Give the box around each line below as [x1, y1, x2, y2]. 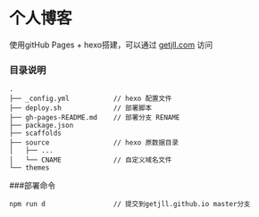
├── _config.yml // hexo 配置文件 [9, 95, 172, 104]
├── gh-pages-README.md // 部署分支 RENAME [9, 113, 180, 122]
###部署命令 [9, 180, 56, 191]
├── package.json [9, 121, 74, 130]
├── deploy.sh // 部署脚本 [9, 104, 153, 113]
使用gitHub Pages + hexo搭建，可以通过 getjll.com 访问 [9, 39, 213, 50]
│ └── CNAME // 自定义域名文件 [9, 155, 172, 165]
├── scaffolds [9, 129, 63, 138]
